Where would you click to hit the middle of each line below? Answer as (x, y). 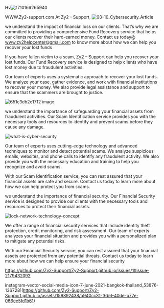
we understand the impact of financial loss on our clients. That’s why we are (82, 26)
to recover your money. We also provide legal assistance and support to (78, 87)
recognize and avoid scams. (34, 167)
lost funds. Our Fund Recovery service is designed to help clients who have (81, 62)
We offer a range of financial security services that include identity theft (78, 225)
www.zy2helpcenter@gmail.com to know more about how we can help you (81, 42)
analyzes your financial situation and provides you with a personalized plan (81, 236)
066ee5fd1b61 (19, 301)
